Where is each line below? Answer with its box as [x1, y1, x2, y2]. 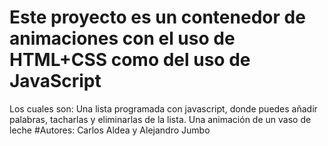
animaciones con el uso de [9, 27, 236, 50]
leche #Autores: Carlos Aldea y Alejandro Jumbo [9, 124, 211, 136]
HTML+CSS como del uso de [9, 49, 251, 71]
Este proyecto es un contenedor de [9, 6, 306, 29]
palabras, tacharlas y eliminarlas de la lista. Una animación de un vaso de [9, 113, 312, 125]
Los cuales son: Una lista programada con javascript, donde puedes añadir [9, 102, 318, 115]
